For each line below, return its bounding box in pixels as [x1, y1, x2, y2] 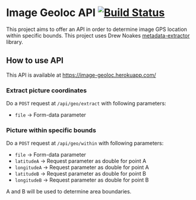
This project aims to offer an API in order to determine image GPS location [6, 26, 187, 33]
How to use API [6, 55, 64, 65]
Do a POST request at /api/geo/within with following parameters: [6, 140, 164, 147]
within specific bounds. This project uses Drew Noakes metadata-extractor [6, 32, 190, 39]
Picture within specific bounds [6, 126, 96, 134]
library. [6, 38, 24, 45]
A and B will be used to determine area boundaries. [6, 188, 132, 195]
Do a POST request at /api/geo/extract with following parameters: [6, 100, 166, 107]
